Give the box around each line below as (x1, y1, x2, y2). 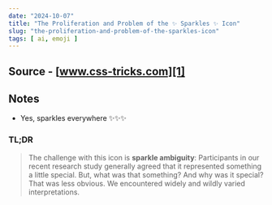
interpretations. (28, 187, 80, 197)
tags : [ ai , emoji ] (8, 34, 79, 43)
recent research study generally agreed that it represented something (28, 161, 262, 171)
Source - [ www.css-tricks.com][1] (8, 64, 185, 78)
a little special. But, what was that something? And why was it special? (28, 169, 264, 179)
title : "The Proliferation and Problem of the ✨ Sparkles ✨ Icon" (8, 19, 241, 28)
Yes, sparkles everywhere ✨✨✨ (19, 113, 127, 123)
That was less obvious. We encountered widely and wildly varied (28, 178, 246, 188)
